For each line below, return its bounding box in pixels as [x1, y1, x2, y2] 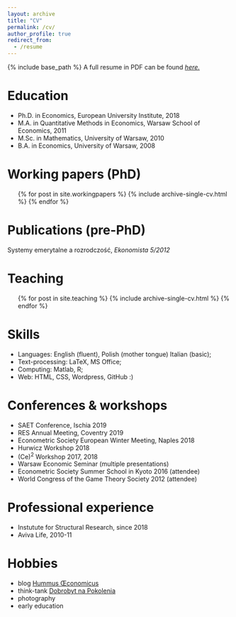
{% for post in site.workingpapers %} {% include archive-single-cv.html [17, 190, 227, 198]
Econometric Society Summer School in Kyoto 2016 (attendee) [17, 467, 201, 476]
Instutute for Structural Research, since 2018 [17, 523, 148, 532]
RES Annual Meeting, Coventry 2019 [17, 428, 124, 437]
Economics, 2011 [17, 126, 67, 135]
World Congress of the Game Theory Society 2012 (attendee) [17, 475, 197, 484]
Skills [7, 326, 40, 342]
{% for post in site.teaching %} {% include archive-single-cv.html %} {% [17, 294, 230, 302]
